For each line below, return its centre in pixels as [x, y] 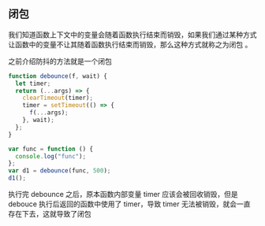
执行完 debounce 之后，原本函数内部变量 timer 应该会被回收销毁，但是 [123, 195]
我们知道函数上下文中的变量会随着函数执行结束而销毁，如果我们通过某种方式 [132, 35]
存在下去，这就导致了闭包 [50, 214]
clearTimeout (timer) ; [58, 98]
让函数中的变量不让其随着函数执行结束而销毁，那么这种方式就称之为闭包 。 [130, 44]
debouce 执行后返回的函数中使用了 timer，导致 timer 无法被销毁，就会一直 [129, 204]
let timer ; [33, 83]
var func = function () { [50, 149]
